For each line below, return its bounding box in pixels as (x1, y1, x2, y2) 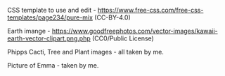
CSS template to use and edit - (7, 6, 96, 14)
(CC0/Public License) (91, 34, 155, 43)
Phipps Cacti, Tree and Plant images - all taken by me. (7, 48, 164, 56)
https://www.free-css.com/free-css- (97, 6, 204, 14)
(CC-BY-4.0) (94, 13, 131, 22)
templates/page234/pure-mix (7, 13, 94, 22)
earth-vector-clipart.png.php (7, 34, 91, 43)
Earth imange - (7, 27, 51, 35)
